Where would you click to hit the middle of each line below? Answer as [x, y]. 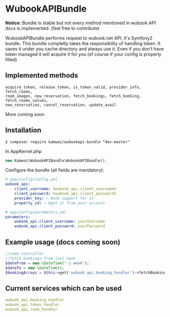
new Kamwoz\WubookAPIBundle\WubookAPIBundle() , [56, 161]
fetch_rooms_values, [27, 100]
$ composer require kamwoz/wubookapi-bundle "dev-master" [68, 142]
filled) [11, 59]
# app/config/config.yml [31, 180]
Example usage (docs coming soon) [63, 242]
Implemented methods [42, 76]
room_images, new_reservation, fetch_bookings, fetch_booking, [73, 96]
